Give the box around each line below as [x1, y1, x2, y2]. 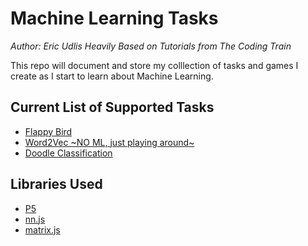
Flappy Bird [24, 125, 73, 137]
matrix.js [24, 223, 61, 236]
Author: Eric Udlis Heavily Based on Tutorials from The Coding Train [10, 40, 292, 52]
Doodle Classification [24, 147, 113, 159]
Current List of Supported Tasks [10, 99, 215, 116]
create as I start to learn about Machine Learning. [10, 70, 214, 82]
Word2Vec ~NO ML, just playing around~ [24, 136, 195, 148]
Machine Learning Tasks [10, 7, 219, 30]
